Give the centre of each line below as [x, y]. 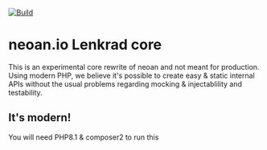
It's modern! [40, 118]
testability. [25, 92]
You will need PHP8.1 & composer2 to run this [84, 137]
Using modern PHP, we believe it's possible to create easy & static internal [131, 75]
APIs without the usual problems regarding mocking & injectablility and [125, 83]
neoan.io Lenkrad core [85, 45]
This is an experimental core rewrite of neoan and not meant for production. [134, 67]
